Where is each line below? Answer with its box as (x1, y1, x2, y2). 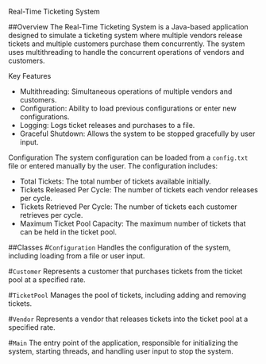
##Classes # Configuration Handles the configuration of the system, (8, 242, 232, 252)
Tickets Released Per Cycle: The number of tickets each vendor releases (19, 185, 258, 194)
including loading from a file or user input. (8, 251, 145, 261)
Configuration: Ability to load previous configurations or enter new (19, 103, 237, 113)
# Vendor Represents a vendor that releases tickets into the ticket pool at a (8, 314, 249, 323)
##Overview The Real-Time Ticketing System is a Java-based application (8, 22, 249, 31)
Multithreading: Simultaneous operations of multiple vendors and (19, 87, 233, 96)
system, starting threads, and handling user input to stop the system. (8, 347, 233, 356)
